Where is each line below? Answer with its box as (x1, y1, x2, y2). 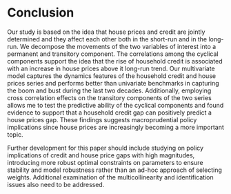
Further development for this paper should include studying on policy (7, 144, 204, 152)
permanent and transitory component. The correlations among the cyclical (7, 50, 219, 58)
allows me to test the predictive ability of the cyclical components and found (7, 101, 224, 109)
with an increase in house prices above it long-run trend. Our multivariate (7, 64, 215, 72)
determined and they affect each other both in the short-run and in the (7, 35, 208, 43)
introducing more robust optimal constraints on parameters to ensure (7, 158, 203, 166)
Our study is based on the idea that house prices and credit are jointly (7, 28, 205, 36)
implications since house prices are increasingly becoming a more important (7, 123, 224, 131)
